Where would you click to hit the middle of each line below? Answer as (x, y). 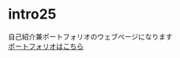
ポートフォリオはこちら (46, 46)
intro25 (32, 14)
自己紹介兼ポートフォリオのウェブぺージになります (90, 36)
